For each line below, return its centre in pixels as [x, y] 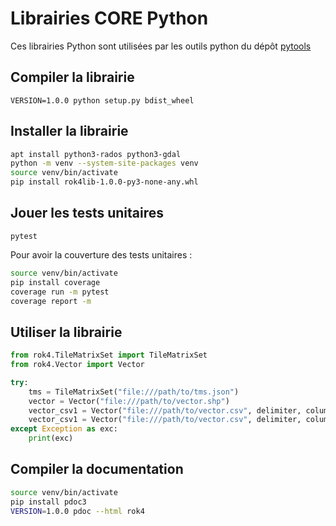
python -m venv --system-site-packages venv [104, 163]
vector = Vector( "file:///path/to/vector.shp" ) [129, 401]
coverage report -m [51, 301]
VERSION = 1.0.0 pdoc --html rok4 [77, 511]
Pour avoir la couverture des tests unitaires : [101, 254]
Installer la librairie [69, 131]
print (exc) [51, 438]
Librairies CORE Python [109, 18]
